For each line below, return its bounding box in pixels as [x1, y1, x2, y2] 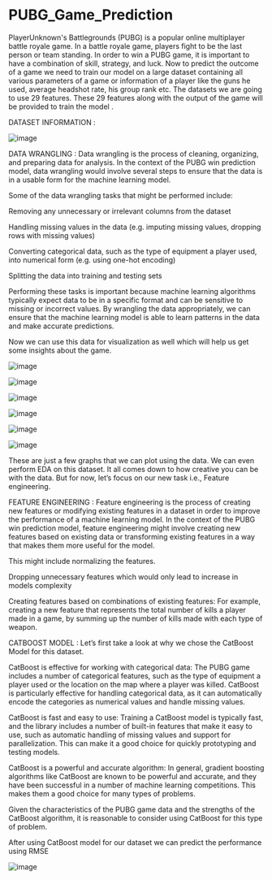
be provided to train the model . [8, 102, 114, 111]
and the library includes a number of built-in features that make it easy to [8, 721, 253, 730]
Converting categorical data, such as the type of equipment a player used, [8, 246, 257, 256]
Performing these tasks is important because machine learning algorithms [8, 286, 256, 296]
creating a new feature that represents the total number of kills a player [8, 605, 246, 614]
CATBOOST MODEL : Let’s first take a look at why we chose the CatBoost [8, 638, 254, 648]
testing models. [8, 747, 60, 756]
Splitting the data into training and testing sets [8, 271, 162, 280]
